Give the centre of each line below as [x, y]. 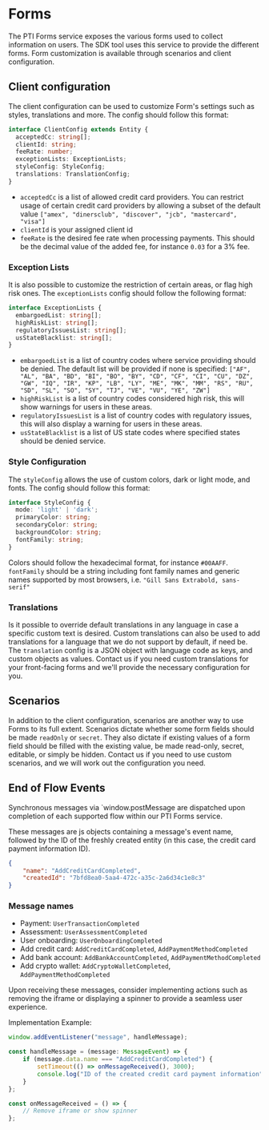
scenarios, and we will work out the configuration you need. [107, 763]
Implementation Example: [50, 1023]
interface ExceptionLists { [55, 308]
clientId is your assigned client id [76, 229]
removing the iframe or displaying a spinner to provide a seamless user [125, 999]
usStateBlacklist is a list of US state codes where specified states [130, 433]
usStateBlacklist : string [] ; [64, 337]
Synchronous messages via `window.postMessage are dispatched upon [127, 807]
